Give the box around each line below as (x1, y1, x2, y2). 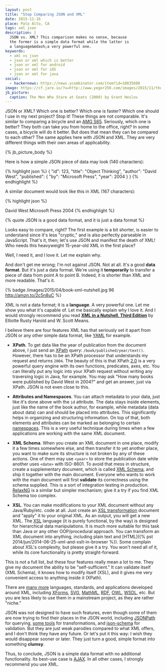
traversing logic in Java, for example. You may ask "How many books (12, 374, 154, 380)
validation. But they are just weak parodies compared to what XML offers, (5, 626, 155, 631)
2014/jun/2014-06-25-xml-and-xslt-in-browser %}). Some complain (12, 539, 151, 545)
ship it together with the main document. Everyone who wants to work (12, 472, 155, 478)
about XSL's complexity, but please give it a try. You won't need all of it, (12, 544, 158, 550)
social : (5, 76, 21, 81)
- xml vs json (9, 53, 39, 58)
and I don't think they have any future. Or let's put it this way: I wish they (5, 631, 152, 637)
